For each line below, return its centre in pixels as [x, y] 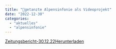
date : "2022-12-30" [25, 14]
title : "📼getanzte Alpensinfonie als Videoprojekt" [58, 9]
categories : [17, 18]
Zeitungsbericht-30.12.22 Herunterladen [44, 41]
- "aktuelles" [24, 23]
